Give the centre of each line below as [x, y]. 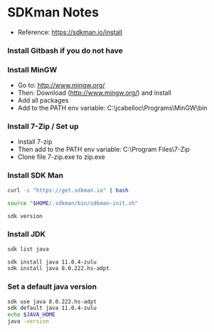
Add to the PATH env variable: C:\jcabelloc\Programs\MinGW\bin [112, 108]
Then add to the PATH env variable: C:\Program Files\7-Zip [104, 150]
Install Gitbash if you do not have [65, 51]
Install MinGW [32, 70]
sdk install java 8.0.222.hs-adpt [59, 269]
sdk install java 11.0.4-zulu [52, 262]
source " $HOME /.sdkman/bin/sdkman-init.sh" [73, 203]
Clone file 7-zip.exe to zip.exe [61, 157]
